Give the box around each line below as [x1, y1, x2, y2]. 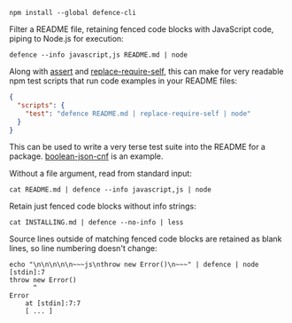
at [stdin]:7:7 [25, 299, 81, 308]
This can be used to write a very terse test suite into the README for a [9, 142, 265, 153]
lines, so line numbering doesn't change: [9, 243, 158, 254]
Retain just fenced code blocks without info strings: [9, 201, 196, 212]
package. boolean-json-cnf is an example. [9, 151, 164, 161]
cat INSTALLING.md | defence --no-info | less [9, 218, 184, 227]
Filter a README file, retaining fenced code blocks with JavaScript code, [9, 24, 274, 35]
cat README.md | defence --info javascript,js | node [9, 185, 212, 194]
